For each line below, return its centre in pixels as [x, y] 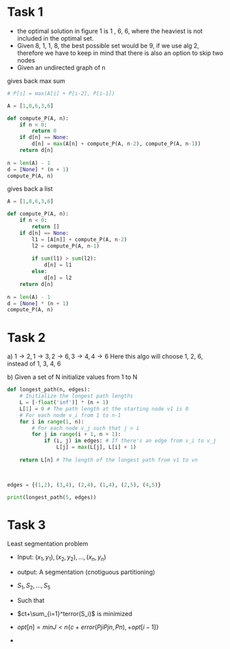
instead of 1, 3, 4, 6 [34, 364]
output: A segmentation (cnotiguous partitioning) [86, 572]
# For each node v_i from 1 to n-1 [70, 415]
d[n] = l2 [58, 278]
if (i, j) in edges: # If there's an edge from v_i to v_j [130, 441]
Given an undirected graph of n [61, 67]
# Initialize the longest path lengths [77, 396]
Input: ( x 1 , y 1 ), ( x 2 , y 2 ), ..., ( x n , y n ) [61, 558]
